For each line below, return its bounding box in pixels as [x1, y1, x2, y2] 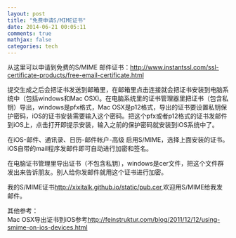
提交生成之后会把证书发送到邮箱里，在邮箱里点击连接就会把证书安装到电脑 [7, 86, 223, 93]
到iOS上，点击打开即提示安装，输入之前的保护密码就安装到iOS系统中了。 [7, 121, 219, 128]
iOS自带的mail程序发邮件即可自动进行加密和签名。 [7, 145, 152, 152]
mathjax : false [7, 37, 52, 44]
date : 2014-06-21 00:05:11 [7, 23, 86, 30]
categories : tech [7, 43, 58, 50]
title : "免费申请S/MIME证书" [7, 17, 86, 24]
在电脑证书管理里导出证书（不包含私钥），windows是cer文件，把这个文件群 [7, 159, 225, 167]
